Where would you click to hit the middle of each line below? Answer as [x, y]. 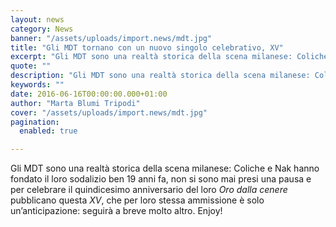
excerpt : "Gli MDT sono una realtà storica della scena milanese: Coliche [169, 57]
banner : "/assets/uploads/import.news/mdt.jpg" [111, 38]
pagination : [35, 122]
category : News [42, 29]
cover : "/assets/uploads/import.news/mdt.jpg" [109, 112]
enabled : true [48, 131]
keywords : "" [37, 85]
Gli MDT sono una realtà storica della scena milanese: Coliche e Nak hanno [165, 168]
